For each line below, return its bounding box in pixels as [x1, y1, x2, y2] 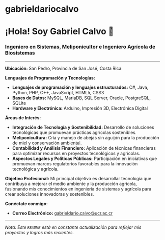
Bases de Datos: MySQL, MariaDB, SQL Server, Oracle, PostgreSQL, [12, 95, 151, 101]
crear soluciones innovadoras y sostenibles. [5, 191, 94, 197]
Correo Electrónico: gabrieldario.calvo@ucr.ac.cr [12, 210, 113, 216]
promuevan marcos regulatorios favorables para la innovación [12, 160, 138, 166]
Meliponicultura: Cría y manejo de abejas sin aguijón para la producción [12, 134, 160, 140]
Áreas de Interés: [5, 114, 41, 121]
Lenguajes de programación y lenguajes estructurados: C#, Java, [12, 84, 149, 90]
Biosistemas [5, 50, 35, 56]
